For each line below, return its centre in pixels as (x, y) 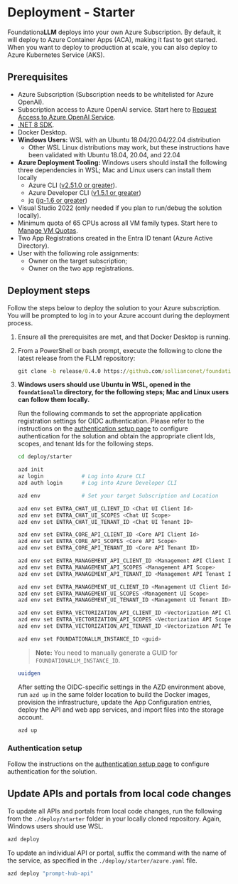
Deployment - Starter (71, 12)
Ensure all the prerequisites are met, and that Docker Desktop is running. (124, 337)
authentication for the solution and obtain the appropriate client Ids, (116, 436)
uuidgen (29, 673)
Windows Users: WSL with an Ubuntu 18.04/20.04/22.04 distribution (119, 140)
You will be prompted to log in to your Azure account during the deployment (118, 315)
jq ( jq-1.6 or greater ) (58, 200)
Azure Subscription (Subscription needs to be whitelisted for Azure (116, 94)
